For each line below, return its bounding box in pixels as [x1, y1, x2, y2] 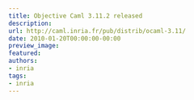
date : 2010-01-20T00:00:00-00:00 [8, 34, 121, 43]
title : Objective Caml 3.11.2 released [8, 11, 143, 20]
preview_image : [8, 42, 60, 50]
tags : [8, 72, 27, 80]
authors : [8, 57, 38, 65]
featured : [8, 49, 42, 57]
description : [8, 19, 53, 27]
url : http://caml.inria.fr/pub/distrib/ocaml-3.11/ [8, 27, 186, 35]
